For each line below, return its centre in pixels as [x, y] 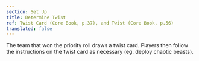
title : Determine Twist [36, 17]
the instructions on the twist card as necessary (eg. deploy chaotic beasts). [100, 52]
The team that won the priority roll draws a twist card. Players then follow [97, 45]
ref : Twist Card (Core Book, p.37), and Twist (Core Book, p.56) [90, 23]
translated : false [29, 28]
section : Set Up [27, 12]
